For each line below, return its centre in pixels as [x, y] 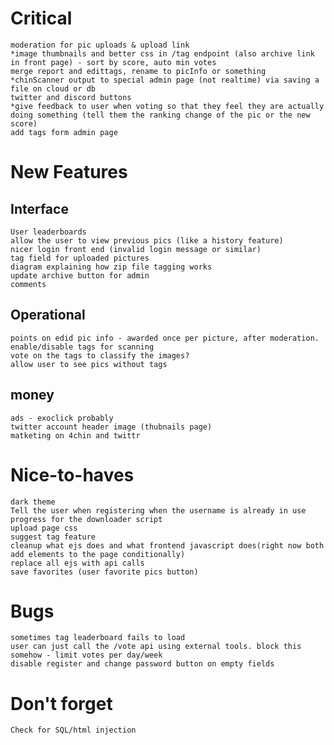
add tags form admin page [64, 132]
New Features [69, 172]
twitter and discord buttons [71, 97]
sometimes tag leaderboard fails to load [98, 638]
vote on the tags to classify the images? [100, 355]
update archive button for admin [80, 275]
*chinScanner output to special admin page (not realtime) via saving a [165, 80]
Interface [39, 208]
